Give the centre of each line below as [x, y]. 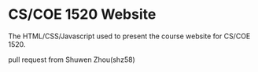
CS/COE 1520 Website [82, 14]
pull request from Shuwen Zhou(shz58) [72, 59]
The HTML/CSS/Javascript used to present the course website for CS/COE [129, 36]
